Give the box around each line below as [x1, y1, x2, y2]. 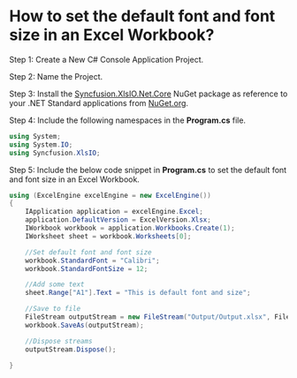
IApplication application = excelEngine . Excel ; [25, 208, 203, 216]
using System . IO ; [9, 140, 73, 149]
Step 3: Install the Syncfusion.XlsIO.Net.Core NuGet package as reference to [9, 88, 288, 99]
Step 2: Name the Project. [9, 71, 103, 81]
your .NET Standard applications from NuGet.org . [9, 97, 188, 108]
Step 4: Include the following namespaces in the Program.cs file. [9, 115, 246, 125]
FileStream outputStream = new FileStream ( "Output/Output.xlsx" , [25, 313, 271, 321]
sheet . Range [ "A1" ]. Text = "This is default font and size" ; [25, 289, 251, 298]
